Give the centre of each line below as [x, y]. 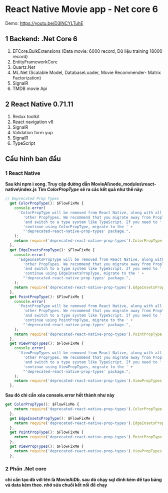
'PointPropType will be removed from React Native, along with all [90, 306]
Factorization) [27, 78]
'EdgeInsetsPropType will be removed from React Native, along [86, 259]
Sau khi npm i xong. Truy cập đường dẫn [48, 184]
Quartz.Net [24, 67]
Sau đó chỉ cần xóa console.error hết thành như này [60, 395]
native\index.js [21, 189]
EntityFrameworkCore [35, 62]
